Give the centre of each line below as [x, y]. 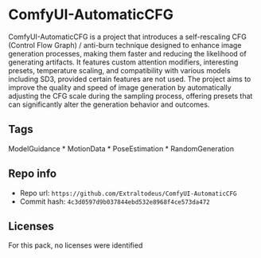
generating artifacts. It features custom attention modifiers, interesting [123, 62]
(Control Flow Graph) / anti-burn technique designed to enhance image [125, 45]
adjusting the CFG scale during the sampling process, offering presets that [130, 96]
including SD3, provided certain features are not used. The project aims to [130, 79]
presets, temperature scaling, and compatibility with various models [119, 70]
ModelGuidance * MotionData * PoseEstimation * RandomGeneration [121, 148]
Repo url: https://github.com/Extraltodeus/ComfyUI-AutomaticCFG [128, 193]
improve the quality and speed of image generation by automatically [120, 87]
